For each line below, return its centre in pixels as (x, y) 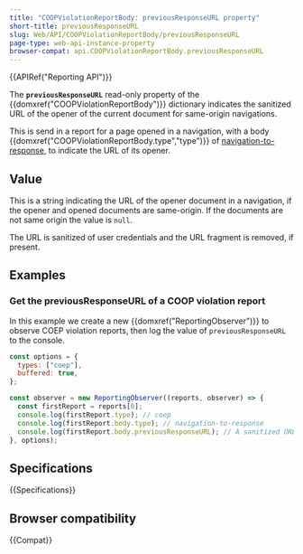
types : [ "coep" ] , (50, 365)
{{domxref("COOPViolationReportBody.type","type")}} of (115, 141)
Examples (37, 275)
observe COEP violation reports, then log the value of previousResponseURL (148, 330)
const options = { (44, 357)
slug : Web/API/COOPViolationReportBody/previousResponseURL (125, 34)
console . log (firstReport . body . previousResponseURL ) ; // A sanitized (149, 432)
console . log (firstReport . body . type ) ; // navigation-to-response (141, 423)
